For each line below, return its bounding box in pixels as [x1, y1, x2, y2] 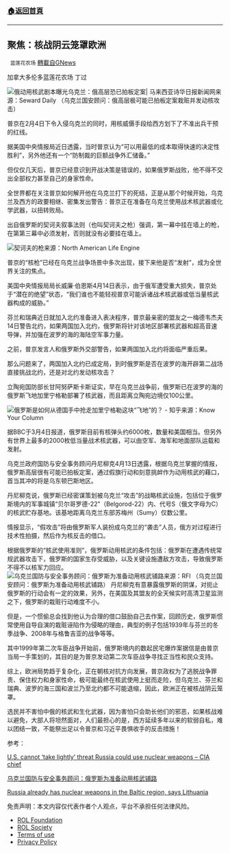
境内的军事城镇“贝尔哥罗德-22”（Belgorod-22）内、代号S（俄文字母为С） [12, 500, 222, 509]
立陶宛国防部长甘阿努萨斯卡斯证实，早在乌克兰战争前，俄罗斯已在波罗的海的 [7, 383, 223, 391]
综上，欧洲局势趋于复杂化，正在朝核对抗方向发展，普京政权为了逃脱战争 [7, 667, 211, 675]
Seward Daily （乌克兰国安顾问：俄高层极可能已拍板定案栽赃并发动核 [18, 96, 214, 104]
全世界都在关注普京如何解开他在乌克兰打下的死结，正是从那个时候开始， [7, 189, 211, 197]
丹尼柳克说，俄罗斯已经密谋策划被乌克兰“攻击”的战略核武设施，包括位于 [7, 491, 211, 500]
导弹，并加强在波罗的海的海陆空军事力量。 [7, 331, 127, 339]
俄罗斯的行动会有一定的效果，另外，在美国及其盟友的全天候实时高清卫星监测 [7, 589, 223, 598]
